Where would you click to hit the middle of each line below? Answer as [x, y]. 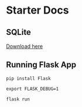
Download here [24, 46]
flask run [18, 99]
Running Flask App [41, 65]
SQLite [18, 32]
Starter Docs [37, 10]
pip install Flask [28, 78]
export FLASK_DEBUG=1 [33, 89]
